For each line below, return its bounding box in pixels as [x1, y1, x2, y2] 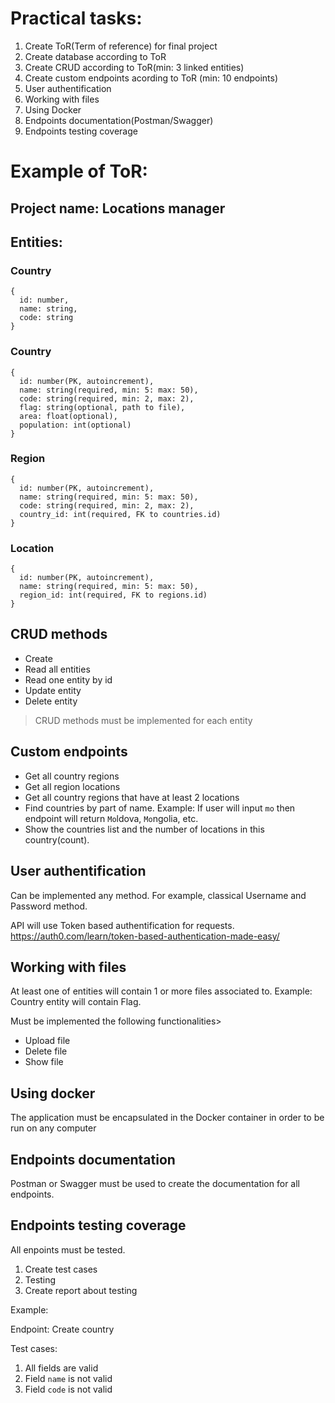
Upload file [24, 1035, 71, 1047]
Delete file [24, 1045, 68, 1057]
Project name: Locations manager [10, 200, 226, 217]
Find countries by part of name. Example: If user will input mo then [24, 802, 296, 814]
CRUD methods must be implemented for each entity [34, 714, 253, 726]
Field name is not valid [24, 1372, 113, 1384]
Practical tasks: [10, 7, 143, 30]
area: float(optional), [19, 411, 118, 421]
